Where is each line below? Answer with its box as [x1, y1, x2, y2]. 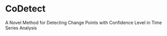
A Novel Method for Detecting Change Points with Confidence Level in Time [5, 19, 162, 25]
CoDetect [5, 3, 46, 14]
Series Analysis [5, 24, 37, 30]
